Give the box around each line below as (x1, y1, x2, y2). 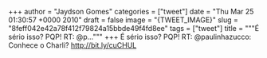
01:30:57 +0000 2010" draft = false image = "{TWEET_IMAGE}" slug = (8, 15, 239, 25)
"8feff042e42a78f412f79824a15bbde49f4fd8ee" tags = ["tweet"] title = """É (8, 24, 260, 33)
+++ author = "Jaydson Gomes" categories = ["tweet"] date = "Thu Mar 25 (8, 7, 254, 16)
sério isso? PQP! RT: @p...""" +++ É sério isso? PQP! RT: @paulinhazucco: (8, 32, 252, 41)
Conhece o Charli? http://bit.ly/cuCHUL (8, 41, 137, 50)
